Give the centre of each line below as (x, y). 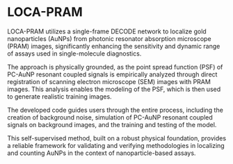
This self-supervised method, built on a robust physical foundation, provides (117, 138)
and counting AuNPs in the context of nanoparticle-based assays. (102, 153)
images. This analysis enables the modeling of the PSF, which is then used (114, 89)
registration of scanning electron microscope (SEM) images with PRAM (109, 81)
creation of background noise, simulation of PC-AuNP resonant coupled (110, 117)
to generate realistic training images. (60, 96)
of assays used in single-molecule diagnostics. (74, 54)
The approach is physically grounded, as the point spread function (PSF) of (115, 67)
